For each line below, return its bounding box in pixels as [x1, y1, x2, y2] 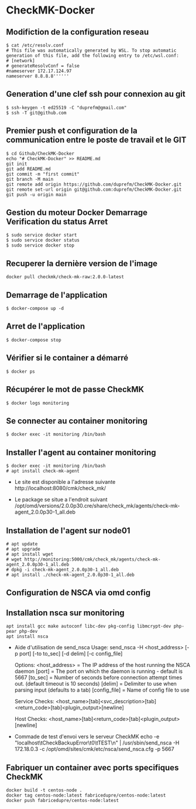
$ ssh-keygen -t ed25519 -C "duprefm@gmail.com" [6, 105, 127, 110]
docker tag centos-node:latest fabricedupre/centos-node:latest [6, 792, 166, 798]
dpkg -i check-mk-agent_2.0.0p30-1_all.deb [11, 567, 119, 572]
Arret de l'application [6, 321, 85, 332]
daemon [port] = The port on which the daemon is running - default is [14, 668, 183, 675]
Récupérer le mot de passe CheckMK [6, 385, 145, 395]
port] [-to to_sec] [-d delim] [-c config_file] [19, 650, 123, 658]
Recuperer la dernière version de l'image [6, 258, 158, 268]
